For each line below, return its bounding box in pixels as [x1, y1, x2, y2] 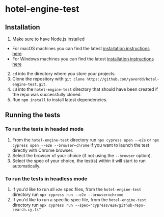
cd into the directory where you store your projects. [12, 71, 116, 77]
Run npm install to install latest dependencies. [12, 97, 108, 103]
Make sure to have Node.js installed [12, 36, 85, 42]
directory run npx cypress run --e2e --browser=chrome [12, 191, 124, 197]
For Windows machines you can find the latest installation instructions [12, 56, 154, 62]
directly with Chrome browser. [12, 147, 74, 153]
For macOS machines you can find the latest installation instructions [12, 46, 150, 51]
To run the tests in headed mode [5, 126, 84, 133]
